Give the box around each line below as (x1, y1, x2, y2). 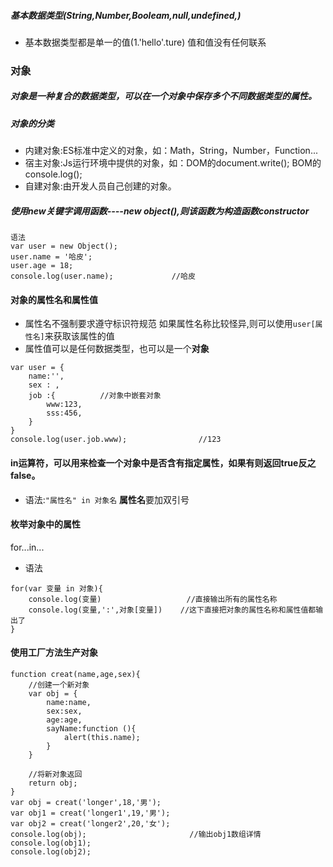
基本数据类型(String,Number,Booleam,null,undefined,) (10, 9, 242, 21)
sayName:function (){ (46, 724, 137, 734)
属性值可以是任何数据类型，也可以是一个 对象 (24, 343, 210, 355)
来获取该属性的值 (44, 330, 115, 342)
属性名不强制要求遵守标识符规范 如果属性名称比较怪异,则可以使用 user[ (24, 318, 316, 330)
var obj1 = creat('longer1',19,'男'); (10, 808, 171, 819)
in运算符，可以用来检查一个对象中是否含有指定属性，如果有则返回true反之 (10, 457, 317, 469)
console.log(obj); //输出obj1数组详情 (10, 830, 262, 840)
